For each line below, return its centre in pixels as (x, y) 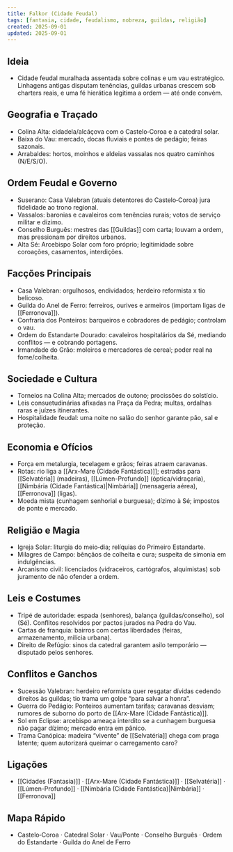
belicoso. (30, 297)
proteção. (31, 425)
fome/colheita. (38, 357)
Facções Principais (49, 273)
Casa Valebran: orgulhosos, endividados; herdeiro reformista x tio (111, 291)
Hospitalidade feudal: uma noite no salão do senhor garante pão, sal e (118, 418)
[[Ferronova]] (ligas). (47, 494)
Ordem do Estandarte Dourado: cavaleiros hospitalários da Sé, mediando (122, 334)
